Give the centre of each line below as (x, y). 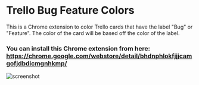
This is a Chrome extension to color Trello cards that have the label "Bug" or (99, 27)
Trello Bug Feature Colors (71, 10)
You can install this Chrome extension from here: (78, 48)
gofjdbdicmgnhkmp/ (37, 63)
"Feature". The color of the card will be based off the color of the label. (93, 33)
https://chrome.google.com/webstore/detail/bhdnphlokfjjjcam (99, 56)
